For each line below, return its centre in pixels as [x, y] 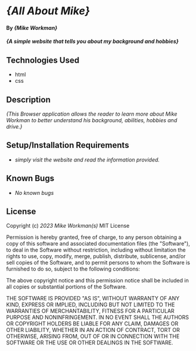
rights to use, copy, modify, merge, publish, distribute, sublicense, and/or [96, 256]
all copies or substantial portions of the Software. [66, 287]
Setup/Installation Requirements [68, 145]
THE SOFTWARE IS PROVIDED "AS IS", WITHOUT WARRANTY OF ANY [93, 299]
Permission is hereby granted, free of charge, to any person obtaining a [94, 237]
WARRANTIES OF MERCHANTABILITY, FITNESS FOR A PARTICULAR [90, 311]
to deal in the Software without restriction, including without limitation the [96, 250]
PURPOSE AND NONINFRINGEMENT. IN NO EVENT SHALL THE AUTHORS [98, 318]
